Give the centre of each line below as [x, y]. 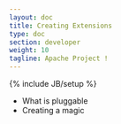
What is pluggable [55, 101]
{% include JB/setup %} [53, 84]
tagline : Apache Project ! [59, 58]
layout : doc [31, 17]
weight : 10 [29, 50]
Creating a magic [53, 110]
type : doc [27, 34]
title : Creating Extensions [61, 26]
